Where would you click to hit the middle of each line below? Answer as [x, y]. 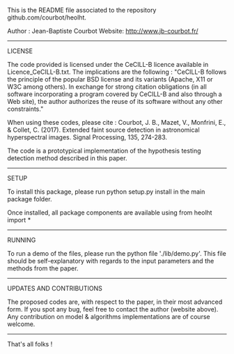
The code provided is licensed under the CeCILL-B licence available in [108, 64]
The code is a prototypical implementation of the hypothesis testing [104, 151]
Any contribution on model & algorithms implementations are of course [109, 317]
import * [19, 220]
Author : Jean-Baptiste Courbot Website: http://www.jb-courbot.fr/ [103, 31]
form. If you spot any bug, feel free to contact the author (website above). [113, 309]
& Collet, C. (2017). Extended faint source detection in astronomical [103, 130]
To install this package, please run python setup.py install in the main [106, 192]
